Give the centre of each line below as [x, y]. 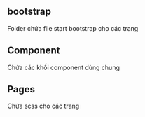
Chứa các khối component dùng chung [64, 67]
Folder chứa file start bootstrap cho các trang [73, 28]
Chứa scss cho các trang [43, 106]
